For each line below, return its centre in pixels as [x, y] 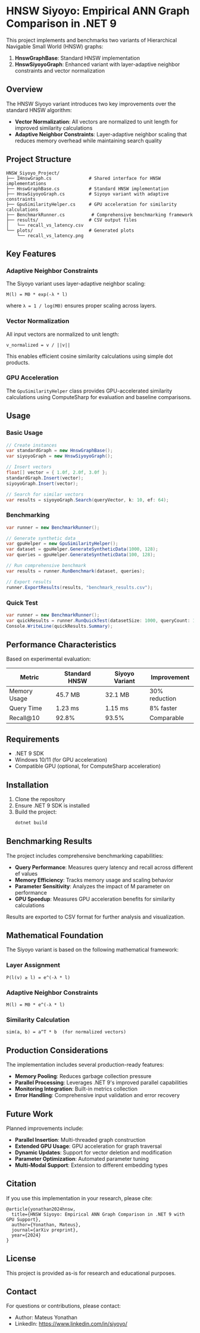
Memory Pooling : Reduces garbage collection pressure [83, 1076]
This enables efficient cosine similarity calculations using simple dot [90, 356]
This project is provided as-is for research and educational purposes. [91, 1273]
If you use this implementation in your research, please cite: [79, 1198]
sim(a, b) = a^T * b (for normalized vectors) [66, 1032]
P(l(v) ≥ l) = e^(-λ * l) [38, 977]
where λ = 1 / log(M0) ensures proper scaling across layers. [81, 306]
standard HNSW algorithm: [39, 110]
